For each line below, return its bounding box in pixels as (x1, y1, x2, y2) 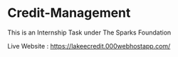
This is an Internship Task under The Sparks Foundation (7, 28, 172, 37)
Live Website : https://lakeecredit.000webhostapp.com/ (7, 42, 171, 50)
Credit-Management (7, 5, 131, 21)
